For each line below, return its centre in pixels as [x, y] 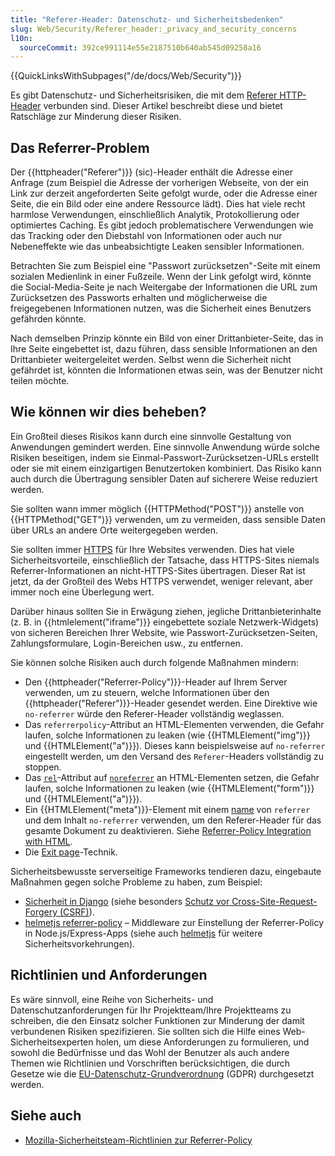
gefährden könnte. [48, 319]
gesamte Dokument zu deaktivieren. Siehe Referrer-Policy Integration [168, 830]
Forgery [41, 912]
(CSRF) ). [77, 912]
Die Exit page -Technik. [71, 852]
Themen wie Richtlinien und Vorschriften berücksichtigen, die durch [150, 1063]
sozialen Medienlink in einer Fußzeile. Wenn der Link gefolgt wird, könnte [161, 277]
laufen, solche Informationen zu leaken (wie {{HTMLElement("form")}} [169, 788]
